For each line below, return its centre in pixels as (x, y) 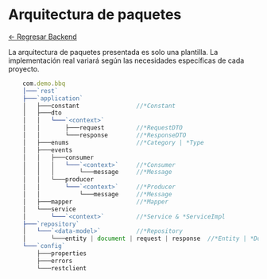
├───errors (55, 261)
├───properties (62, 254)
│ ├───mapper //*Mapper (96, 201)
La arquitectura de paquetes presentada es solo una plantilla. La (113, 52)
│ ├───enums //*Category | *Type (113, 142)
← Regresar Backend (43, 37)
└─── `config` (44, 246)
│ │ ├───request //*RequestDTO (103, 128)
